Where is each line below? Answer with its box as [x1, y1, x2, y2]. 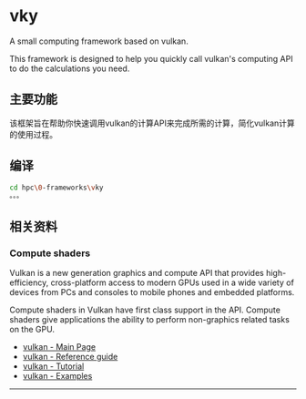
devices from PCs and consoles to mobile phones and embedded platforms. [9, 287, 295, 297]
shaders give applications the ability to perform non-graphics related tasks [9, 314, 290, 324]
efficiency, [9, 277, 49, 288]
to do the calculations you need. [9, 63, 130, 74]
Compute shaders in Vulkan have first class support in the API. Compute [9, 304, 280, 315]
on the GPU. [9, 324, 55, 334]
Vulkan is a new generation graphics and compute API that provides [9, 268, 264, 278]
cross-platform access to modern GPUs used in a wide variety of [50, 277, 294, 288]
